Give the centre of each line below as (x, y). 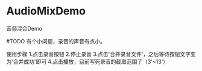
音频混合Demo (24, 28)
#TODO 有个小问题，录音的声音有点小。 (56, 41)
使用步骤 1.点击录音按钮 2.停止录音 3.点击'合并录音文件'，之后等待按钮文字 (99, 54)
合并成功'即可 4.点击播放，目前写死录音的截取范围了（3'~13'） (91, 61)
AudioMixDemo (46, 11)
